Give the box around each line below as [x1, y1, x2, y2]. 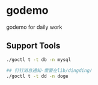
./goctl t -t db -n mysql [6, 56, 71, 63]
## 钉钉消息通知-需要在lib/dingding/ [6, 67, 93, 74]
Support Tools [6, 41, 61, 51]
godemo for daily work [6, 23, 63, 31]
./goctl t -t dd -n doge [6, 73, 69, 79]
